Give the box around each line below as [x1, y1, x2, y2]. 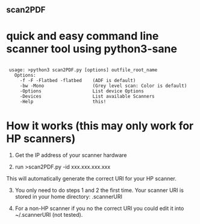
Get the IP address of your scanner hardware [14, 152, 127, 159]
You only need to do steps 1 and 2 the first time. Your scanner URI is [14, 187, 184, 194]
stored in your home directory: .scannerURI [14, 193, 122, 200]
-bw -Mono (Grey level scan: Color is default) [19, 83, 187, 89]
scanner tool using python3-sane [6, 42, 178, 56]
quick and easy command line [6, 29, 159, 43]
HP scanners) [6, 132, 76, 146]
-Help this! [19, 99, 107, 105]
